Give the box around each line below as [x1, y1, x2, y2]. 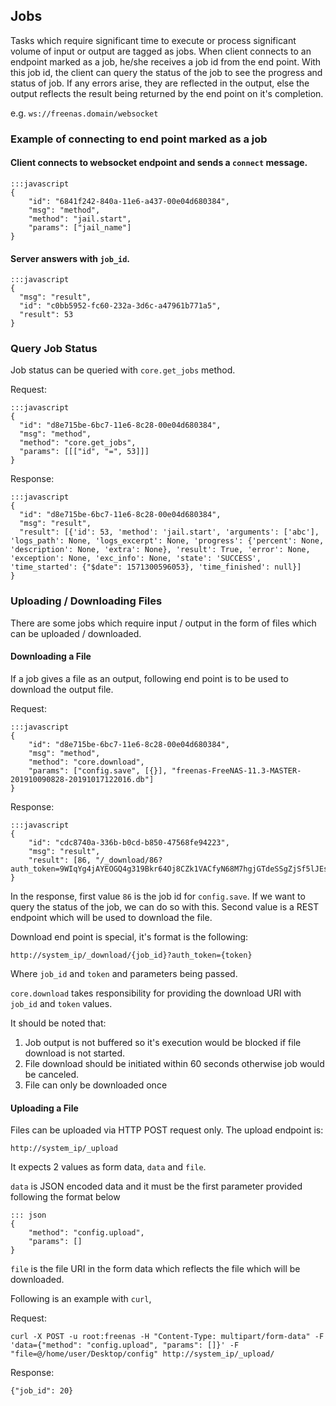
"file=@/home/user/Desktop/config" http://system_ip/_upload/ [10, 1349, 275, 1359]
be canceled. [24, 1068, 80, 1080]
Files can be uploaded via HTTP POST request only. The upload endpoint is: [10, 1124, 324, 1136]
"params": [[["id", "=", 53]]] [19, 447, 150, 457]
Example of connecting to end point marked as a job [10, 132, 268, 146]
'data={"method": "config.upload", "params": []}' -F [10, 1340, 240, 1351]
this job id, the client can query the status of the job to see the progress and [10, 66, 323, 78]
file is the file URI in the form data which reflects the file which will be [10, 1263, 301, 1275]
